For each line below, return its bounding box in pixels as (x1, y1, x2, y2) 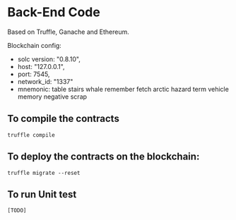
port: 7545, (17, 70, 50, 78)
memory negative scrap (17, 92, 87, 101)
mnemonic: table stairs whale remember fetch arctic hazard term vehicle (17, 85, 230, 93)
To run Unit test (7, 188, 77, 200)
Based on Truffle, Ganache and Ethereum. (7, 28, 129, 36)
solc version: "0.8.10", (17, 54, 81, 63)
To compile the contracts (7, 113, 120, 125)
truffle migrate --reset (7, 169, 81, 176)
